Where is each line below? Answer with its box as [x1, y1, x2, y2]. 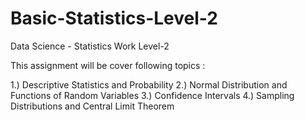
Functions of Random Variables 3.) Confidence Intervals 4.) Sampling [10, 89, 295, 101]
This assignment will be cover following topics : [10, 59, 206, 71]
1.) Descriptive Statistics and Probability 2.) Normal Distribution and [10, 78, 288, 91]
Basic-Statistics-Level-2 [10, 7, 218, 30]
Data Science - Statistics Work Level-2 [10, 40, 170, 52]
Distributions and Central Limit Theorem [10, 100, 175, 112]
